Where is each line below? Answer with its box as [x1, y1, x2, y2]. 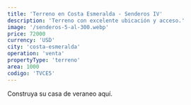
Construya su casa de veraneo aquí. [7, 89, 113, 98]
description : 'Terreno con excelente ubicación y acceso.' [7, 17, 185, 24]
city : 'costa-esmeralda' [7, 43, 81, 50]
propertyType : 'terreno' [7, 57, 81, 64]
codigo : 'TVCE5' [7, 70, 55, 77]
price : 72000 [7, 30, 46, 38]
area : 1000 [7, 63, 40, 70]
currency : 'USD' [7, 37, 55, 44]
